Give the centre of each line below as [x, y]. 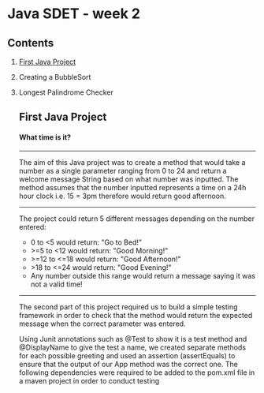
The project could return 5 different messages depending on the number [137, 219]
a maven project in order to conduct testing [89, 380]
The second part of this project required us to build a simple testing [128, 307]
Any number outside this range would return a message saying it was [143, 275]
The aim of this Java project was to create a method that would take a [132, 162]
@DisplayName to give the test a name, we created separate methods [132, 347]
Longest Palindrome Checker [66, 92]
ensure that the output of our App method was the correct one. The [128, 364]
